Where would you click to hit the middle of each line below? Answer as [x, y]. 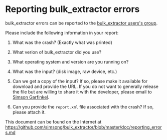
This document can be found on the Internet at [53, 121]
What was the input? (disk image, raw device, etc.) [65, 71]
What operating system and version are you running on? [70, 61]
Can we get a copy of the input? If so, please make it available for [80, 81]
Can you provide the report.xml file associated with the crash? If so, [83, 106]
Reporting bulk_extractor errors [72, 9]
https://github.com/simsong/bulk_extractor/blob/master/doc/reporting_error [83, 127]
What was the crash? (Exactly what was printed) [62, 42]
